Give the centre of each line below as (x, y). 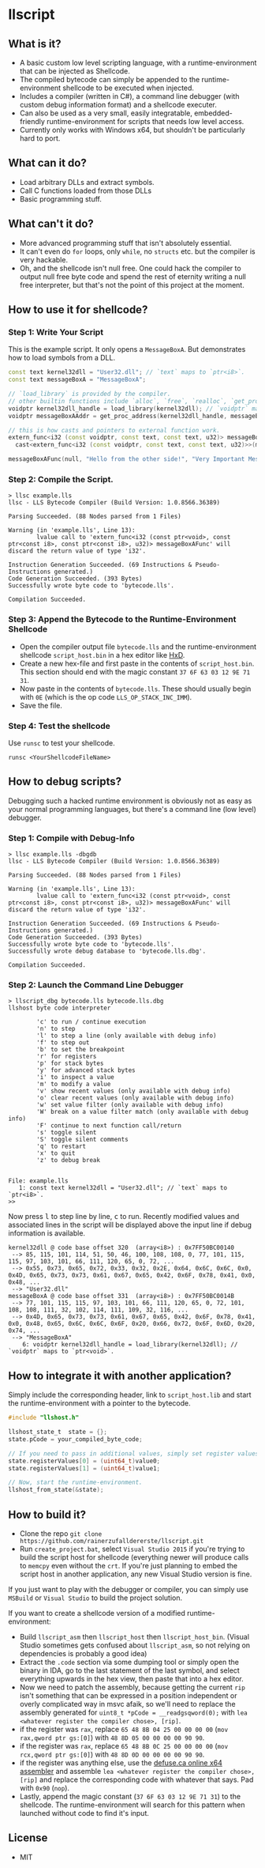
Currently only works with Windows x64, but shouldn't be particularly (132, 130)
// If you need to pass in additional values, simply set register (121, 1453)
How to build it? (47, 1514)
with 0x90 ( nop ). (44, 1787)
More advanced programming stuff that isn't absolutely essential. (125, 243)
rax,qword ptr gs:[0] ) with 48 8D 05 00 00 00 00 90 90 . (112, 1738)
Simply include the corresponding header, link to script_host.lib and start (130, 1395)
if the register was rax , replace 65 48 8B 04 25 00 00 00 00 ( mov (124, 1729)
